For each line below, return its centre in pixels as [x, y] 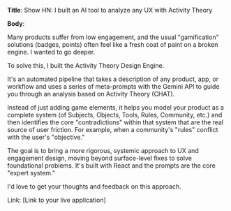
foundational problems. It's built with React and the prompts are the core [112, 166]
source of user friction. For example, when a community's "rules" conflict [113, 130]
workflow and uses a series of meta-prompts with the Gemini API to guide [113, 86]
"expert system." [31, 173]
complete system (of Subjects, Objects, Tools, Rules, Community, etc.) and [115, 115]
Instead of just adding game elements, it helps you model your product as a [116, 107]
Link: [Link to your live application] [57, 200]
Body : [16, 23]
